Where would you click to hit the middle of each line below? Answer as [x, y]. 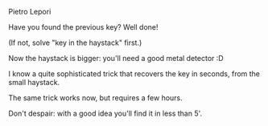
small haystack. [34, 82]
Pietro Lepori [30, 12]
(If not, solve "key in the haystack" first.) [75, 43]
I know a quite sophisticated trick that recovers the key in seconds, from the [134, 74]
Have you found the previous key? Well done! [83, 27]
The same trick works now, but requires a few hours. [95, 98]
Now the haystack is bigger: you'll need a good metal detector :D [116, 58]
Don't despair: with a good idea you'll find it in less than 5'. [105, 113]
